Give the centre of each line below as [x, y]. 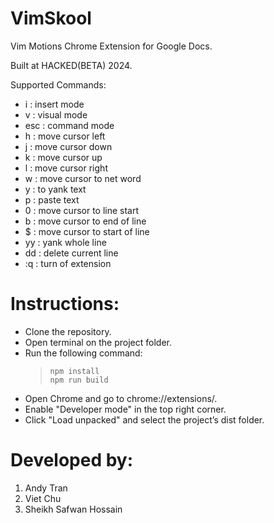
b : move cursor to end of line [85, 221]
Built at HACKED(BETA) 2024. [71, 65]
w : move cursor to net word [83, 178]
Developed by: [72, 460]
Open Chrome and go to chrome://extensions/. [121, 398]
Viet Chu [43, 498]
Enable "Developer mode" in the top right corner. [125, 409]
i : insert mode [54, 104]
